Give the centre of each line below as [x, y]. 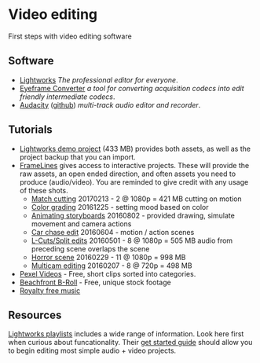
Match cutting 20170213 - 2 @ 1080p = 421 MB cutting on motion [136, 199]
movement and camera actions [81, 224]
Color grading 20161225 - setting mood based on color [120, 207]
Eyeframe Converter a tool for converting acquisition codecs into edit [132, 88]
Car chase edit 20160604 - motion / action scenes [113, 232]
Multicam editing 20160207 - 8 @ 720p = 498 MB [112, 266]
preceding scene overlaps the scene [90, 248]
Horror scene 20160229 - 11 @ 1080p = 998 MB [108, 257]
